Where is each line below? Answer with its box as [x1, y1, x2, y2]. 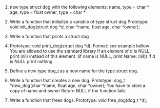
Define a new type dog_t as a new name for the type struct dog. [9, 68, 138, 74]
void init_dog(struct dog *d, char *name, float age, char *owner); [9, 24, 140, 30]
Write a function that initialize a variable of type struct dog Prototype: [9, 19, 149, 24]
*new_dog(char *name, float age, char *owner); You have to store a [9, 83, 145, 88]
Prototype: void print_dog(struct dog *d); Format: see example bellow [9, 43, 150, 48]
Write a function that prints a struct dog [9, 34, 89, 39]
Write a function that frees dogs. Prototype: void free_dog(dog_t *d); [9, 97, 147, 103]
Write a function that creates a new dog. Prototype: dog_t [9, 78, 125, 83]
